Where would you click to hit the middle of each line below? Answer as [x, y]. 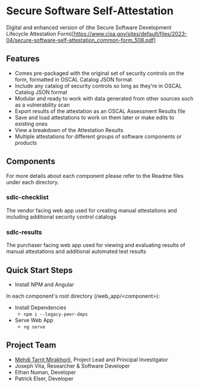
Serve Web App [34, 320]
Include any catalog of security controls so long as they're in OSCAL [98, 86]
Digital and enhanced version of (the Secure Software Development [89, 27]
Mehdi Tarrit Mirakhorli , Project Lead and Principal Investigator [91, 359]
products [26, 143]
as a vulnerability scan [42, 105]
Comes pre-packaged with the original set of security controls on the [99, 73]
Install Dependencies [40, 307]
